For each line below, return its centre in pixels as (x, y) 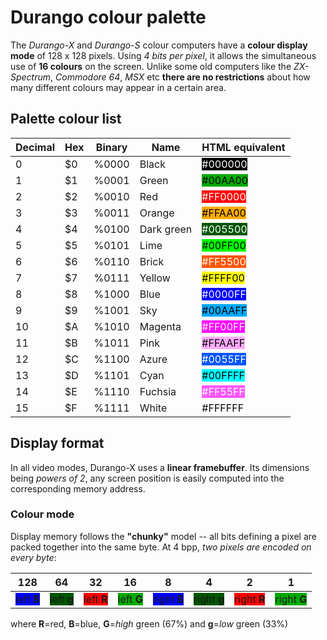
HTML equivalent (243, 147)
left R (95, 599)
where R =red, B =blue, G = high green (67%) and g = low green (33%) (149, 623)
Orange (157, 213)
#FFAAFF (223, 343)
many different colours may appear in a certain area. (118, 87)
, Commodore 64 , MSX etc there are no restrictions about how (180, 77)
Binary (111, 147)
